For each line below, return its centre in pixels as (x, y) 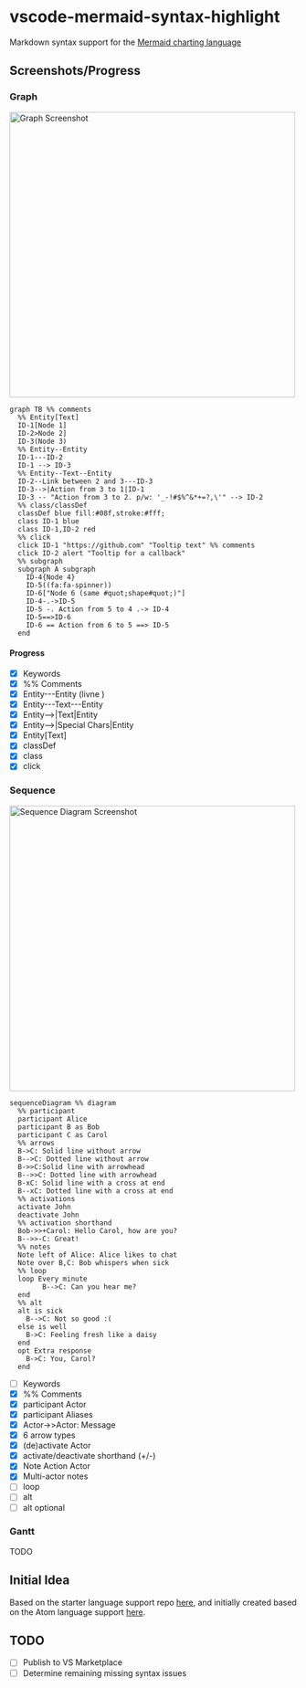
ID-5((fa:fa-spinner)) (69, 585)
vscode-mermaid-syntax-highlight (145, 17)
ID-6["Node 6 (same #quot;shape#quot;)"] (106, 593)
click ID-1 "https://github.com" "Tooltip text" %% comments (137, 545)
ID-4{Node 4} (51, 577)
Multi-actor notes (55, 1476)
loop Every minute (53, 1279)
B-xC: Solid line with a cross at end (92, 1183)
